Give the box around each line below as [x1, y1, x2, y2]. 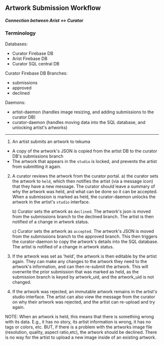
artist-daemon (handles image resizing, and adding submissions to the [12, 109, 154, 115]
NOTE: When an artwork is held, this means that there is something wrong [5, 313, 154, 319]
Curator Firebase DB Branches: [5, 70, 68, 76]
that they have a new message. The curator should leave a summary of [12, 183, 155, 189]
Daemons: [5, 100, 26, 105]
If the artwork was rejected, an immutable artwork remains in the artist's [12, 288, 158, 294]
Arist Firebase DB [12, 56, 48, 61]
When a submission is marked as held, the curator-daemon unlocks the [12, 194, 156, 200]
